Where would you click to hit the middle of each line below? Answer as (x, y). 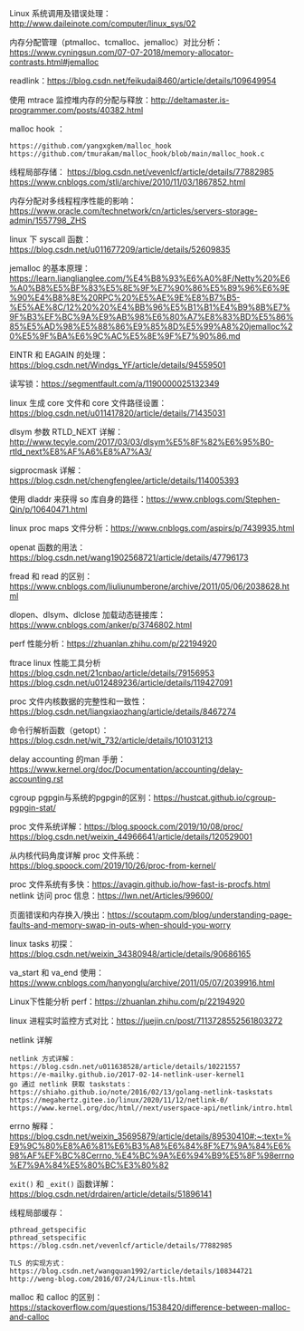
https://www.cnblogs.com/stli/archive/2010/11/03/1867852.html (128, 182)
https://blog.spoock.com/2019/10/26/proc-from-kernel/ (113, 865)
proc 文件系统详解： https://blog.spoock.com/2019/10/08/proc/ (126, 826)
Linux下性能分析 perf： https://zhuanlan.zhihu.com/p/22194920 (128, 1001)
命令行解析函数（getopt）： (59, 730)
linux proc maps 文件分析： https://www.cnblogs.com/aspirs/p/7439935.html (152, 528)
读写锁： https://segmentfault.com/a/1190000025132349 (114, 384)
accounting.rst (36, 779)
